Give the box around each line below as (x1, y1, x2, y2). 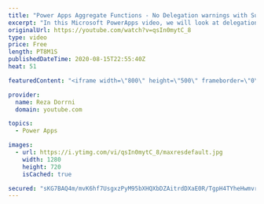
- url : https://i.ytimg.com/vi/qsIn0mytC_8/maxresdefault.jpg (15, 148, 223, 156)
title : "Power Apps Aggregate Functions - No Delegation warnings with (8, 11, 247, 20)
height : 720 (22, 162, 61, 171)
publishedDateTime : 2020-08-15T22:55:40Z (8, 56, 146, 64)
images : (8, 141, 34, 149)
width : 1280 (22, 155, 61, 163)
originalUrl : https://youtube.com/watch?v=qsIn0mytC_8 (8, 26, 192, 34)
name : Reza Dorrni (15, 98, 76, 106)
